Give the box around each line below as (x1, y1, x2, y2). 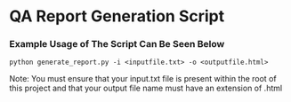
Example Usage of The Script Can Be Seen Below (9, 38, 225, 51)
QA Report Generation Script (9, 6, 225, 27)
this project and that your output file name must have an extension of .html (9, 82, 283, 94)
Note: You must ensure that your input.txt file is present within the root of (9, 74, 278, 84)
